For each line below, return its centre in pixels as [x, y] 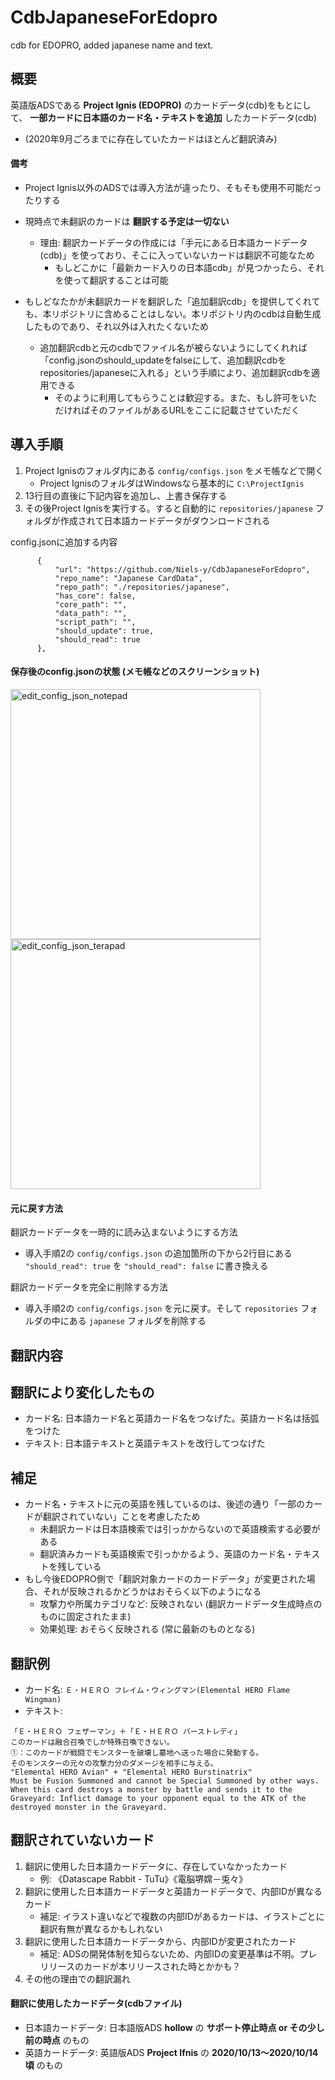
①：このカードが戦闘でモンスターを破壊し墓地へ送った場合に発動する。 [137, 1753]
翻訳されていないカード [82, 1840]
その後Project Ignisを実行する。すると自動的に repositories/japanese [168, 508]
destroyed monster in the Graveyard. [89, 1807]
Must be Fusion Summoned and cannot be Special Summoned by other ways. [165, 1781]
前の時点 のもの [57, 2040]
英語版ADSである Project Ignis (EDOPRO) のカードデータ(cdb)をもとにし [161, 105]
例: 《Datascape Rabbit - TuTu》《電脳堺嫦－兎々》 [143, 1878]
